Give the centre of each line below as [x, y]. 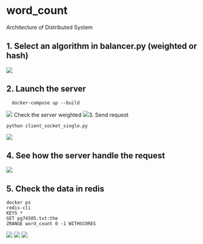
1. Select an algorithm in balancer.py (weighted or [102, 46]
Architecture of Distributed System [49, 27]
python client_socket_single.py [47, 126]
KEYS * [15, 213]
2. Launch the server [46, 89]
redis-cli [19, 208]
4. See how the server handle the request [86, 156]
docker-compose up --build [46, 103]
